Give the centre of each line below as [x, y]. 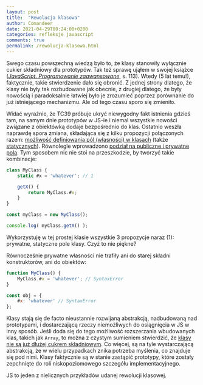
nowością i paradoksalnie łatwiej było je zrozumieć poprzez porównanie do [100, 95]
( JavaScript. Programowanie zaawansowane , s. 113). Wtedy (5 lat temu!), [98, 76]
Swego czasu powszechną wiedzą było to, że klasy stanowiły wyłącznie [96, 63]
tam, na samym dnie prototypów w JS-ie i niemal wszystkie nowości [92, 120]
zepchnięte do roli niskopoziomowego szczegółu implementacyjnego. [94, 364]
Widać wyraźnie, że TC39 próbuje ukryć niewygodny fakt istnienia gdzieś [98, 114]
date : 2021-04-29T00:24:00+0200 [47, 29]
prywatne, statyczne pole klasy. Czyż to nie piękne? [71, 243]
